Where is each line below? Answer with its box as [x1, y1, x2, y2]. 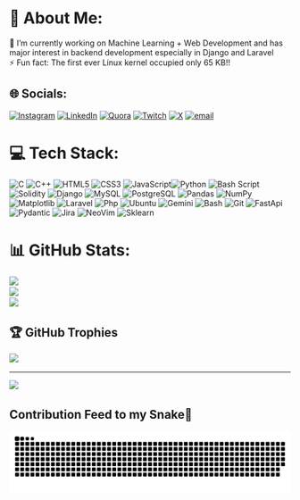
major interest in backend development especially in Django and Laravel [9, 46, 274, 57]
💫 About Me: [9, 8, 104, 29]
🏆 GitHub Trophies [9, 325, 119, 340]
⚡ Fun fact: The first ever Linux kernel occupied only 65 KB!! [9, 57, 230, 68]
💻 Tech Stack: [9, 143, 120, 163]
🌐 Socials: [9, 87, 68, 102]
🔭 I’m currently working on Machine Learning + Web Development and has [9, 37, 284, 48]
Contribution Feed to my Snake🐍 [9, 406, 193, 422]
